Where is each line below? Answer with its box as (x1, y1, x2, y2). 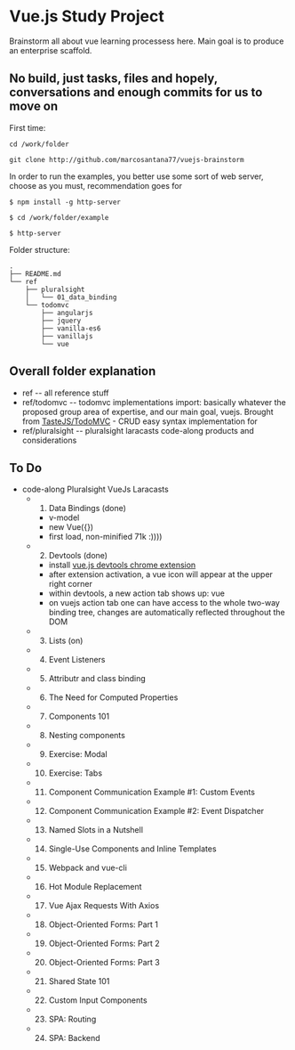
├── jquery (41, 316, 82, 325)
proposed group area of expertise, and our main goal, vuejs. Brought (21, 406, 274, 417)
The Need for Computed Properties (48, 692, 179, 703)
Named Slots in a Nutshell (48, 825, 144, 835)
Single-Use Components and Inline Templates (48, 843, 217, 854)
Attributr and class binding (48, 673, 147, 684)
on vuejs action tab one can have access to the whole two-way (48, 598, 280, 608)
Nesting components (48, 730, 126, 741)
